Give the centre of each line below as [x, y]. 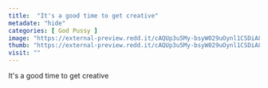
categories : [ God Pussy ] [53, 30]
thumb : [19, 46]
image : [19, 38]
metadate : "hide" [37, 23]
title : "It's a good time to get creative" [83, 16]
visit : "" [25, 53]
